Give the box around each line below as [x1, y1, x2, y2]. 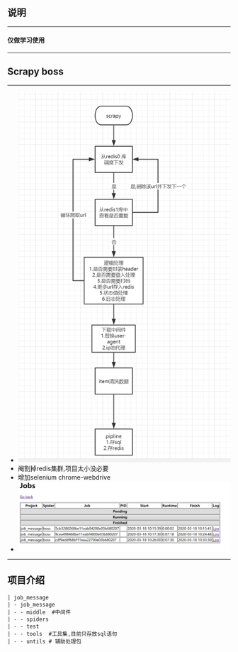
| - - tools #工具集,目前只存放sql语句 [7, 630, 118, 637]
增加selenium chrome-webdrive [17, 473, 111, 482]
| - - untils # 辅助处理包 [7, 638, 81, 645]
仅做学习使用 [7, 36, 45, 45]
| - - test [7, 623, 40, 630]
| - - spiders [7, 616, 50, 623]
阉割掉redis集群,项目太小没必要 [17, 464, 109, 473]
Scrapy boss [7, 66, 64, 78]
